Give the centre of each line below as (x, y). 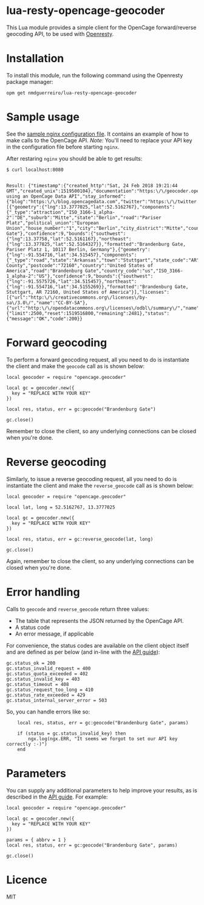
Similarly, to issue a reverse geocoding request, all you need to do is (92, 479)
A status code (32, 627)
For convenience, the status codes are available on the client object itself (98, 645)
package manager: (30, 81)
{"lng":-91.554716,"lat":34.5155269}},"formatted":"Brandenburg (89, 286)
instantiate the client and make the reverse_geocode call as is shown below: (100, 485)
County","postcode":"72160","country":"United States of (80, 265)
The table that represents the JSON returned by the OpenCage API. (99, 620)
